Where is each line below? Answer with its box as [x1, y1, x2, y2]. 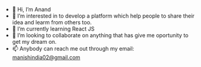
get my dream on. [12, 38, 57, 45]
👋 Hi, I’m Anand [12, 6, 51, 13]
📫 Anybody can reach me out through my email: [12, 45, 135, 52]
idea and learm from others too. [12, 19, 92, 26]
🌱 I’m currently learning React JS [12, 25, 95, 32]
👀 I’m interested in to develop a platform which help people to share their [12, 12, 195, 19]
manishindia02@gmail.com [12, 54, 80, 61]
